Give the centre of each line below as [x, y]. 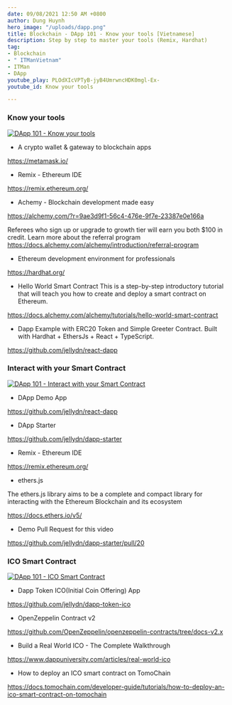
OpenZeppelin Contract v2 [56, 618]
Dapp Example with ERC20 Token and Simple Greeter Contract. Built [117, 328]
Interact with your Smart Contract [67, 368]
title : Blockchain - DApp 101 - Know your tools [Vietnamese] [101, 34]
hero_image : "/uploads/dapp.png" [57, 27]
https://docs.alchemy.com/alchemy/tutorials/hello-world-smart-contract [113, 315]
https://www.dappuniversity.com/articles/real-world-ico [89, 660]
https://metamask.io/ [38, 161]
